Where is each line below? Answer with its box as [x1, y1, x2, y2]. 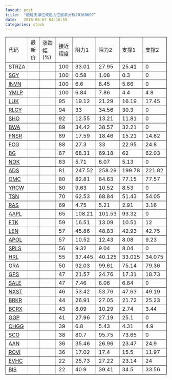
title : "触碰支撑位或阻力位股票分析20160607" [5, 12, 96, 17]
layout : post [5, 7, 33, 13]
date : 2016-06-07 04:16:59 [5, 17, 68, 22]
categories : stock [5, 22, 45, 27]
